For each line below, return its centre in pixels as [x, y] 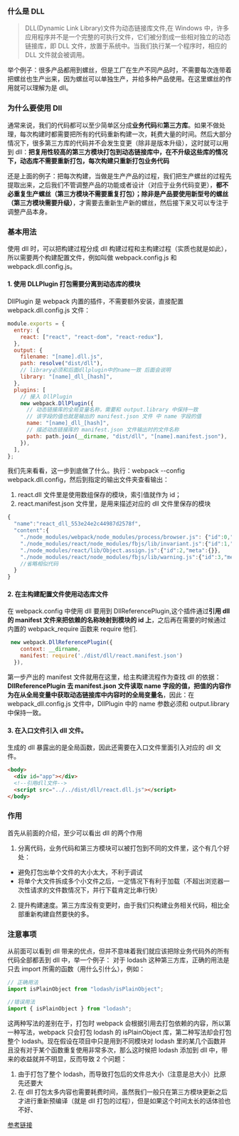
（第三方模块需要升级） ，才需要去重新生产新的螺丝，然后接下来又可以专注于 [118, 203]
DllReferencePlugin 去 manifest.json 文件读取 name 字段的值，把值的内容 [116, 685]
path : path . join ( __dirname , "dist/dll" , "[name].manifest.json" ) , [127, 436]
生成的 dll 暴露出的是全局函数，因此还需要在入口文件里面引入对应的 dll [110, 747]
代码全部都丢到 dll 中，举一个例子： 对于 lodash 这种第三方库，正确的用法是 [118, 960]
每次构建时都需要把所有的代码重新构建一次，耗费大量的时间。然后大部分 [126, 134]
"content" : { [32, 531]
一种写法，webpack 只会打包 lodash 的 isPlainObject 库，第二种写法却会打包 [119, 1032]
